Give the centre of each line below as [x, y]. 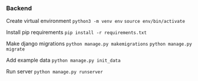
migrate [16, 49]
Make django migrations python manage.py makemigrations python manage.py [99, 44]
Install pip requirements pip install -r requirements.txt [77, 32]
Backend [19, 8]
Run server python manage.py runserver [55, 72]
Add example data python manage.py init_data [64, 60]
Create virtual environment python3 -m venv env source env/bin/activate [95, 21]
